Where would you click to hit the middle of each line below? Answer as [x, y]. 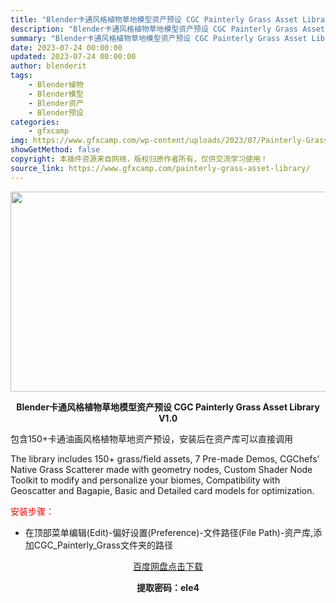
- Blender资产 [56, 103]
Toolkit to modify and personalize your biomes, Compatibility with [145, 480]
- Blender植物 [56, 85]
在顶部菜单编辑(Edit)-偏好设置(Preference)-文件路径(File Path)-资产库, [169, 532]
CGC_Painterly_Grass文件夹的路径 [103, 545]
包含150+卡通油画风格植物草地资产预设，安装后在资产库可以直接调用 [152, 438]
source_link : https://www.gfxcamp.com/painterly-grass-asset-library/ [160, 168]
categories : [35, 122]
